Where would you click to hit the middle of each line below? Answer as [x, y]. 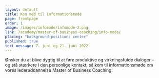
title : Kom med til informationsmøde [43, 14]
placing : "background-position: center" [47, 37]
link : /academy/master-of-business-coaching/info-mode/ [63, 32]
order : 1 [14, 23]
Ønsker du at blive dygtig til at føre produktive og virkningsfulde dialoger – [80, 59]
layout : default [21, 10]
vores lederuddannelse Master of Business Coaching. [59, 70]
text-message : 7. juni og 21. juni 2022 [47, 46]
